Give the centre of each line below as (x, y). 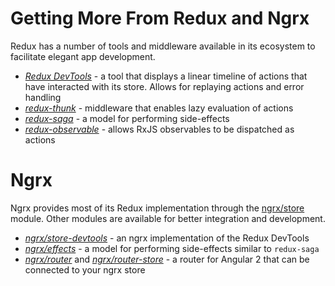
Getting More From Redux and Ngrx (160, 18)
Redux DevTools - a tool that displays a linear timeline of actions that (166, 76)
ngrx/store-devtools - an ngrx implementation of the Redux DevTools (167, 238)
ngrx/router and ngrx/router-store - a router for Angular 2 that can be (167, 259)
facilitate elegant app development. (83, 56)
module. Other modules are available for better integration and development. (168, 218)
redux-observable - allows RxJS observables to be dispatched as (159, 129)
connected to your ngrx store (85, 269)
